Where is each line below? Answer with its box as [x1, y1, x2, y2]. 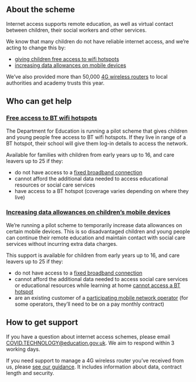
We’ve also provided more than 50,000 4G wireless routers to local [6, 73, 168, 80]
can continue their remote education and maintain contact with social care [6, 234, 186, 241]
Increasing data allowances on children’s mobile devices [6, 208, 171, 217]
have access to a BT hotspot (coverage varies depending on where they [14, 187, 189, 194]
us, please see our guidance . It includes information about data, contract [6, 363, 182, 370]
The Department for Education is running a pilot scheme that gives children [6, 127, 188, 134]
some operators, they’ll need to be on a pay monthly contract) [14, 300, 164, 307]
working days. [6, 346, 40, 353]
